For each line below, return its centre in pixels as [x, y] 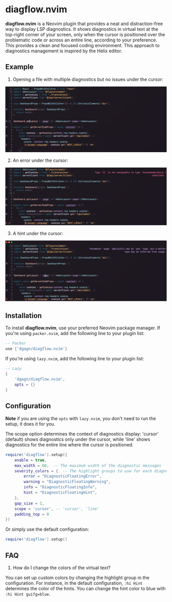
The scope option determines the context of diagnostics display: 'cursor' [82, 433]
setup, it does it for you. [30, 424]
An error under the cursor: [40, 160]
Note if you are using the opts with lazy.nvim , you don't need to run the [81, 418]
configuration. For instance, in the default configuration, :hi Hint [74, 583]
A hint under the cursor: [38, 234]
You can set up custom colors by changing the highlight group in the [77, 577]
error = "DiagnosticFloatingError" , [63, 476]
